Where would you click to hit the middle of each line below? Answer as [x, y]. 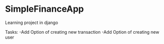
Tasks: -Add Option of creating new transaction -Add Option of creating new [82, 32]
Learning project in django [32, 22]
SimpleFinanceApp [45, 9]
